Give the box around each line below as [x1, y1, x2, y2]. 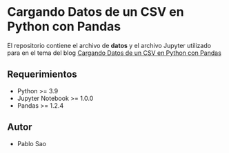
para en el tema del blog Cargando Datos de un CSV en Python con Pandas [7, 49, 222, 57]
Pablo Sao [17, 139, 47, 148]
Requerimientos [7, 69, 77, 80]
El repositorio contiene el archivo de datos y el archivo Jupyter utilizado [7, 41, 212, 49]
